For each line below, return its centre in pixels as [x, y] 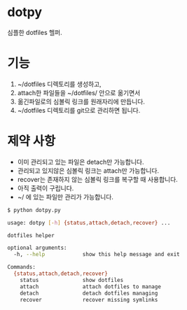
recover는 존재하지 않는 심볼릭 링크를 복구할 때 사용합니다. [98, 179]
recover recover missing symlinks [89, 300]
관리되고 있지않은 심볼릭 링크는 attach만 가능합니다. [88, 170]
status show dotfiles [72, 280]
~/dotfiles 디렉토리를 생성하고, [59, 84]
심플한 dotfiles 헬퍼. [35, 32]
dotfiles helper [31, 235]
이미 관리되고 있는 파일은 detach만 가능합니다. [81, 162]
